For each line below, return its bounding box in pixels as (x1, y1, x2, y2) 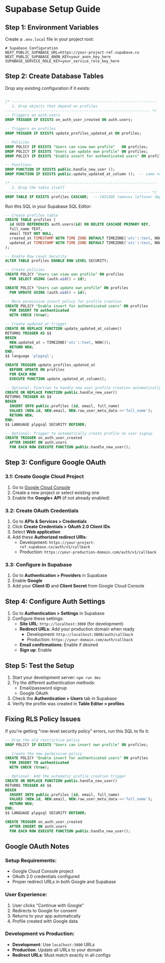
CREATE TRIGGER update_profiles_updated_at (5, 363, 96, 368)
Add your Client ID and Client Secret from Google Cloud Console (12, 583, 145, 589)
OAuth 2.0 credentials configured (12, 874, 80, 880)
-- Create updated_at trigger (5, 322, 67, 327)
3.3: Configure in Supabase (5, 561, 72, 568)
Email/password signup (19, 685, 67, 691)
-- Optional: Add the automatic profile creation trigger (5, 774, 126, 779)
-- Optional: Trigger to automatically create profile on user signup (5, 431, 153, 436)
